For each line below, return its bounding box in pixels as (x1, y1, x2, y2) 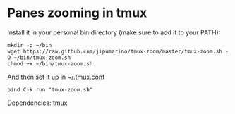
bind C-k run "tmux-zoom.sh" (7, 86, 93, 93)
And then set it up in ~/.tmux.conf (7, 72, 105, 81)
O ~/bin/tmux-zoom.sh (7, 54, 71, 61)
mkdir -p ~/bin (7, 42, 52, 49)
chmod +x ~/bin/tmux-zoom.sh (7, 60, 93, 68)
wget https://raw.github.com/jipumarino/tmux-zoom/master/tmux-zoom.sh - (7, 48, 229, 55)
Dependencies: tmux (7, 99, 68, 107)
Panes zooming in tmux (7, 5, 147, 21)
